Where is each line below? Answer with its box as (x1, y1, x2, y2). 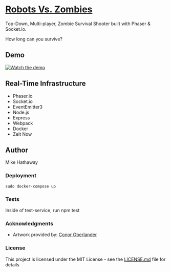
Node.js (12, 109, 30, 115)
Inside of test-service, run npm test (5, 207, 80, 213)
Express (12, 114, 30, 121)
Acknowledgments (5, 220, 54, 227)
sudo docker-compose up (5, 183, 56, 189)
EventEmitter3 (12, 103, 42, 110)
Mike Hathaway (5, 159, 38, 165)
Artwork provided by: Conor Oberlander (12, 232, 97, 238)
